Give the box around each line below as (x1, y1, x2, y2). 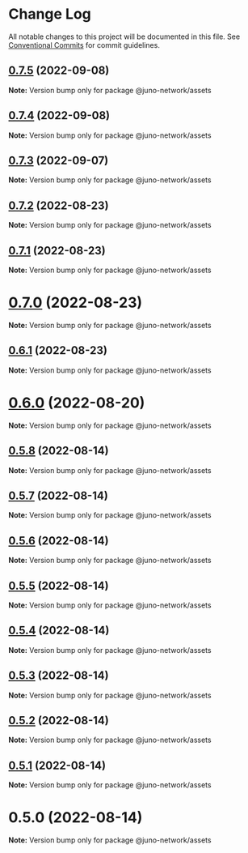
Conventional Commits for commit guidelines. (8, 40, 160, 49)
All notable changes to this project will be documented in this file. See (8, 32, 241, 41)
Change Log (8, 5, 91, 23)
